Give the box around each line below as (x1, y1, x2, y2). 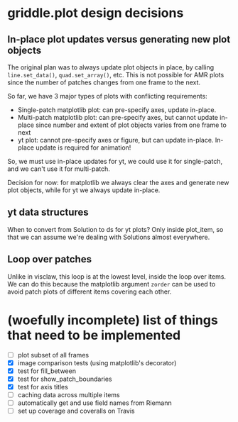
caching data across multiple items (17, 390, 120, 399)
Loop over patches (7, 253, 92, 265)
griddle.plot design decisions (7, 5, 184, 21)
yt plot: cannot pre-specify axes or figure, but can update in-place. (17, 136, 214, 144)
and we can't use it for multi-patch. (7, 165, 110, 173)
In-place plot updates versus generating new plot (7, 33, 231, 45)
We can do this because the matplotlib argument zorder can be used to (7, 279, 216, 288)
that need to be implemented (7, 327, 181, 343)
